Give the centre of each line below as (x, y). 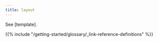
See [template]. (21, 24)
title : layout (20, 10)
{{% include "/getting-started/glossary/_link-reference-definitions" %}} (79, 34)
